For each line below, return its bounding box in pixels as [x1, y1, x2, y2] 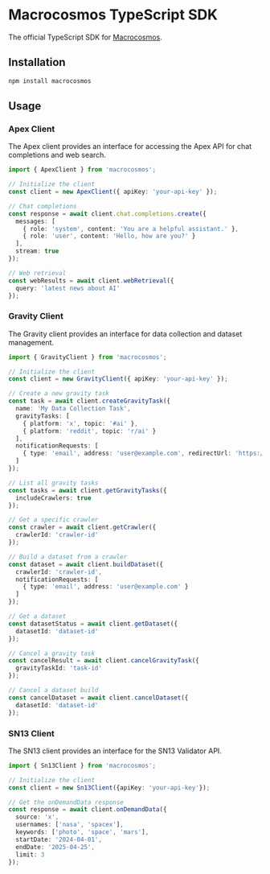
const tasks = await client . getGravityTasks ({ [8, 486, 167, 494]
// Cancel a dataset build [8, 686, 99, 695]
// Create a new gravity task [8, 390, 110, 398]
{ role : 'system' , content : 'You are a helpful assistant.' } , [22, 225, 239, 233]
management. [8, 337, 55, 347]
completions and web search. [8, 150, 107, 160]
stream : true [15, 247, 59, 255]
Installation [8, 56, 66, 69]
